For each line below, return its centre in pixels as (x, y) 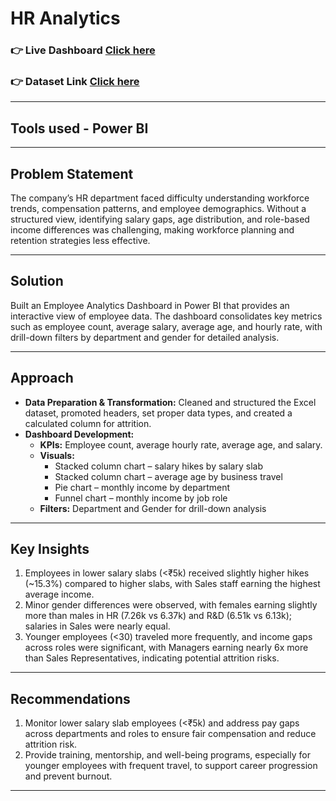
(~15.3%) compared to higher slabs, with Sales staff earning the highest (172, 584)
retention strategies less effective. (80, 241)
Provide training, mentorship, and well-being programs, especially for (167, 755)
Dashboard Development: (79, 434)
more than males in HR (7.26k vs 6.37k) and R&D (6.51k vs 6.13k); (158, 616)
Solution (37, 281)
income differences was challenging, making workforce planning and (152, 230)
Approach (42, 378)
